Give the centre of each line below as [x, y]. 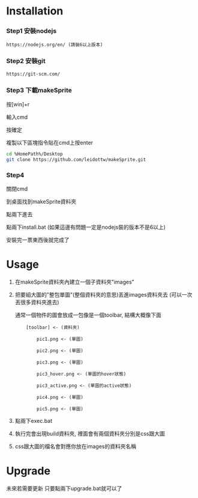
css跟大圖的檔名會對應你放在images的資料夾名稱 [76, 446]
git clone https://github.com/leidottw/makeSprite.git [76, 159]
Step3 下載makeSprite [39, 90]
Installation [35, 11]
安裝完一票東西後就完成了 [38, 240]
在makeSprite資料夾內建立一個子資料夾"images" [75, 282]
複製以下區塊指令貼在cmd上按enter [50, 143]
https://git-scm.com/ [33, 74]
